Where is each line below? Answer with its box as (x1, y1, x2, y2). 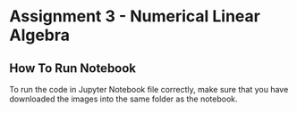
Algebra (9, 25, 70, 45)
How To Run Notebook (9, 61, 137, 76)
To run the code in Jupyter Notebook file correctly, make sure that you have (9, 85, 289, 94)
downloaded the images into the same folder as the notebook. (9, 93, 239, 104)
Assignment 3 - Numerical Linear (9, 6, 261, 27)
